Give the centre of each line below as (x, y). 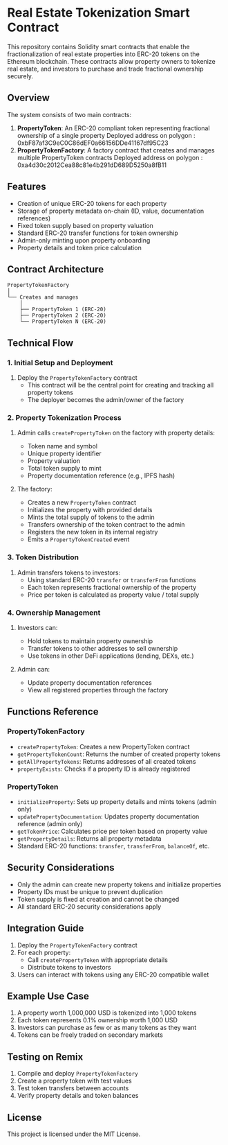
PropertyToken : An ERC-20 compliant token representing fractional (113, 128)
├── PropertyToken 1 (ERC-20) (63, 310)
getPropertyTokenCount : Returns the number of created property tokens (119, 754)
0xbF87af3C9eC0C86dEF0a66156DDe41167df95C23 (93, 143)
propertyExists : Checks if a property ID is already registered (104, 769)
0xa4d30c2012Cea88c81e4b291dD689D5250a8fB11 (92, 165)
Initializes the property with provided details (90, 510)
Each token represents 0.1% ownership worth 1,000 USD (97, 1020)
